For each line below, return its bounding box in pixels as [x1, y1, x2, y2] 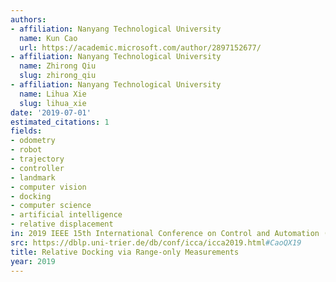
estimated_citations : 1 [10, 117, 110, 127]
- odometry [10, 136, 56, 146]
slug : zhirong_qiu [19, 71, 97, 81]
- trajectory [10, 154, 65, 164]
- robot [10, 145, 43, 155]
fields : [10, 126, 43, 136]
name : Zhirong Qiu [19, 61, 97, 71]
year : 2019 [10, 256, 56, 266]
